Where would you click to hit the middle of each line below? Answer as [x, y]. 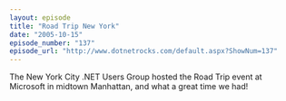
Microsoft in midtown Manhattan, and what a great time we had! [129, 87]
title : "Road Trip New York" [64, 26]
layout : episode [40, 18]
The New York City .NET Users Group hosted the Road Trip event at [136, 77]
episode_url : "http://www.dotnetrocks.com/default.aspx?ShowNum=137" [144, 51]
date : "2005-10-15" [46, 34]
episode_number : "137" [52, 43]
